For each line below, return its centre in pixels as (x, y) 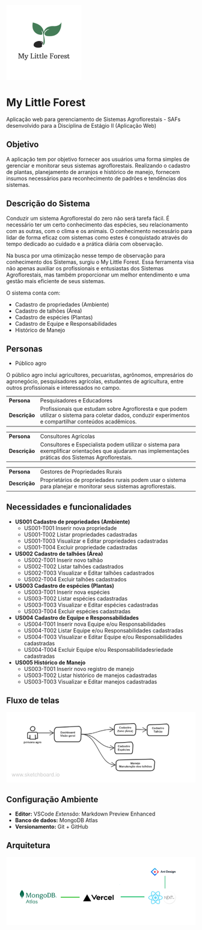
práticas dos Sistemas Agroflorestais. (86, 457)
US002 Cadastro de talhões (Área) (59, 554)
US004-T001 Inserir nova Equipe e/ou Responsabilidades (95, 624)
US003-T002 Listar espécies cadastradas (76, 598)
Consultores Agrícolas (67, 436)
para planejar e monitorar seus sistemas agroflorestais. (108, 487)
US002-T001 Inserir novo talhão (63, 560)
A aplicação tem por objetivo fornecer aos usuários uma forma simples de (98, 159)
